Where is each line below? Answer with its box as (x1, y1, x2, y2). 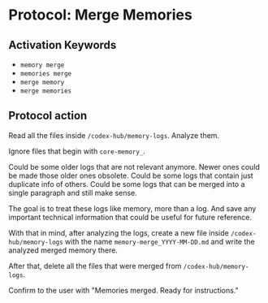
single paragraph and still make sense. (8, 188, 138, 197)
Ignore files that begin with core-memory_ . (8, 146, 146, 156)
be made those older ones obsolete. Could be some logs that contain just (8, 171, 253, 180)
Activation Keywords (8, 38, 117, 52)
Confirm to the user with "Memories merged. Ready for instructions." (8, 285, 239, 295)
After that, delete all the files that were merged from (8, 261, 182, 271)
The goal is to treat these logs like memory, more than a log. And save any (8, 203, 257, 213)
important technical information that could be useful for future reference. (8, 212, 253, 222)
